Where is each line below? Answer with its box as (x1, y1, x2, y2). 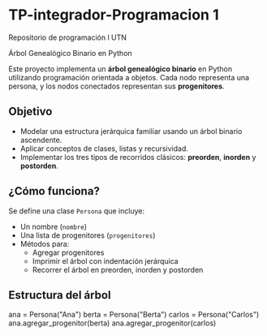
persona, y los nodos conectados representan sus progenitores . (8, 81, 225, 91)
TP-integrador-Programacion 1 (8, 6, 219, 24)
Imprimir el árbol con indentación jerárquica (32, 256, 179, 265)
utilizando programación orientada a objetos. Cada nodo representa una (8, 72, 250, 82)
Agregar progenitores (32, 248, 105, 257)
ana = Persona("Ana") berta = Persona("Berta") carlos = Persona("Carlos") (8, 310, 260, 320)
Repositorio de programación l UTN (8, 32, 127, 42)
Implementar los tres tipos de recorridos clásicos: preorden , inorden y (19, 152, 256, 162)
